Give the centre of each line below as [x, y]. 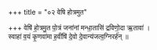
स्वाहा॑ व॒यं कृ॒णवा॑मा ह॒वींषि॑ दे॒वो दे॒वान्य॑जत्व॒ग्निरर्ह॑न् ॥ [68, 36]
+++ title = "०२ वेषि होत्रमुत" [48, 12]
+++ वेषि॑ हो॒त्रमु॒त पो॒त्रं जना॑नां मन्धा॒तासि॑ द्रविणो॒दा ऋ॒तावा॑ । [79, 28]
